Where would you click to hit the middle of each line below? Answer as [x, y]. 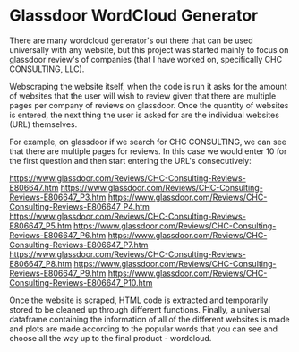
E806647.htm [34, 187]
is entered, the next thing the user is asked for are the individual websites [145, 115]
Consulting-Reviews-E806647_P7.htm [79, 245]
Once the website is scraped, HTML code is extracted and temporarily [139, 300]
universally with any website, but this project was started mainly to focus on [149, 49]
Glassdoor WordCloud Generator [134, 16]
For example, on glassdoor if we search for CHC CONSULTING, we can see [148, 142]
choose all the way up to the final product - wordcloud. [111, 338]
